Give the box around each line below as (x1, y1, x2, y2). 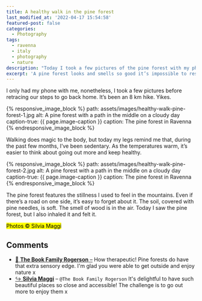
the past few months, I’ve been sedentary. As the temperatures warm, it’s (6, 142, 188, 150)
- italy (11, 48, 31, 54)
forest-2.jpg (6, 167, 36, 174)
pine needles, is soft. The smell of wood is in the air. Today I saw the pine (6, 204, 188, 212)
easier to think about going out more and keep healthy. (6, 149, 142, 156)
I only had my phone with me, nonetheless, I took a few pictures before (6, 87, 182, 94)
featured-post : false (6, 20, 61, 26)
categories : (6, 25, 36, 32)
